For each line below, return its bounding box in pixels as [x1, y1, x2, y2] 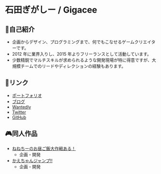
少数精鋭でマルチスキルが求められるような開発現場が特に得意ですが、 [12, 57, 152, 63]
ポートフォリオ [12, 93, 42, 98]
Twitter [12, 109, 27, 115]
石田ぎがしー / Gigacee [5, 4, 98, 16]
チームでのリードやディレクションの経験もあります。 [20, 63, 126, 69]
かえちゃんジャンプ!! [12, 158, 53, 163]
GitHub [12, 114, 27, 120]
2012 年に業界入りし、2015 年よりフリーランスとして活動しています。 [12, 51, 151, 57]
